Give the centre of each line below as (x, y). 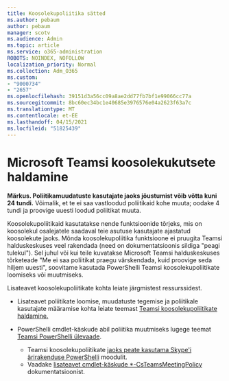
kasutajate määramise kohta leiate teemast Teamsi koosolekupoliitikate (117, 309)
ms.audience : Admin (35, 39)
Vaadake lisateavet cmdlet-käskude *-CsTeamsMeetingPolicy (114, 365)
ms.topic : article (33, 45)
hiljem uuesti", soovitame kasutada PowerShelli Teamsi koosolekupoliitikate (113, 268)
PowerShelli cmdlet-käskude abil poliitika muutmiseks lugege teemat (114, 330)
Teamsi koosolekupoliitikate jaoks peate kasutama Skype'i (109, 350)
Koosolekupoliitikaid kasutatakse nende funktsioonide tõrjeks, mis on (105, 224)
